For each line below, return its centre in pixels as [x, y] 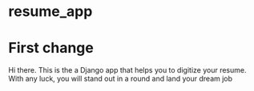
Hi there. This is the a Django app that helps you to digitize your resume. [127, 70]
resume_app [50, 12]
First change [51, 48]
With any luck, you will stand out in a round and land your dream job [121, 79]
